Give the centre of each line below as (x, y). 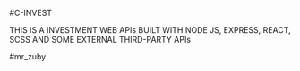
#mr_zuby (28, 56)
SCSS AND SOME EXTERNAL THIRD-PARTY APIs (100, 39)
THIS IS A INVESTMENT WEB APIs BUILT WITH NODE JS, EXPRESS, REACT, (150, 30)
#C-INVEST (30, 13)
